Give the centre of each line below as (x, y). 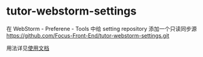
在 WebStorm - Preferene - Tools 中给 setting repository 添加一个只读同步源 (102, 29)
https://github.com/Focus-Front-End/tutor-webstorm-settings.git (88, 35)
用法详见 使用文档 (28, 48)
